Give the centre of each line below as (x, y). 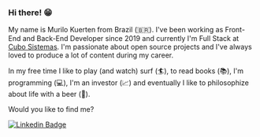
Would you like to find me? (51, 109)
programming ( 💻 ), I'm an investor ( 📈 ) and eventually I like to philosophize (129, 83)
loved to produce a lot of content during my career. (91, 55)
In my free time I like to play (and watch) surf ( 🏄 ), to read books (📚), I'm (126, 71)
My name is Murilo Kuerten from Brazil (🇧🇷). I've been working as (116, 30)
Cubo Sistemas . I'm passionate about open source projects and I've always (130, 47)
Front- (235, 30)
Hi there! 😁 (30, 13)
